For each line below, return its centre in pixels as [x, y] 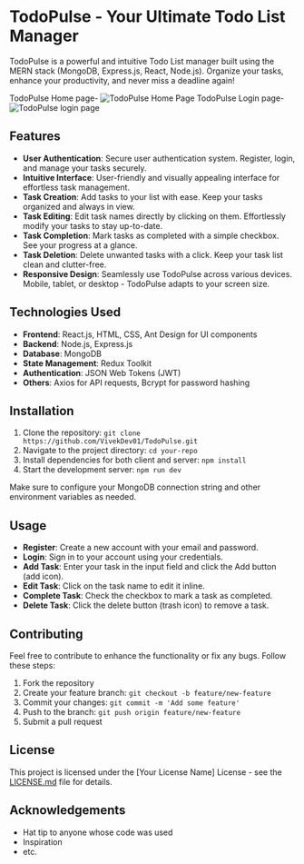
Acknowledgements [68, 810]
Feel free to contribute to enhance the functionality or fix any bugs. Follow [148, 655]
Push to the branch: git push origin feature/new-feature [132, 712]
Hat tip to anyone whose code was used [98, 832]
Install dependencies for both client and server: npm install [134, 460]
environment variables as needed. [73, 497]
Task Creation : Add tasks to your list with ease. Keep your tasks [142, 196]
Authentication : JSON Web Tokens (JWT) [102, 372]
